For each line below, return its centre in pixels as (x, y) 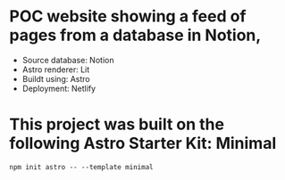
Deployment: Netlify (59, 88)
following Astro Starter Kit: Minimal (143, 143)
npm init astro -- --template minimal (81, 167)
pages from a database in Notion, (135, 35)
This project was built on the (117, 124)
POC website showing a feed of (128, 16)
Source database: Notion (68, 60)
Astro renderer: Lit (56, 70)
